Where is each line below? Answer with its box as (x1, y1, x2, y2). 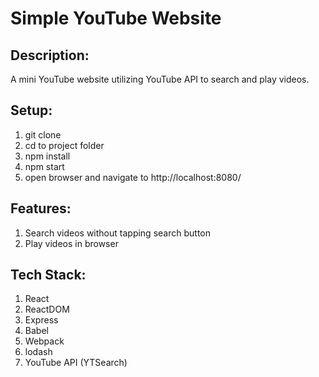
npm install (24, 150, 71, 162)
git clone (24, 128, 62, 141)
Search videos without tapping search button (24, 227, 211, 239)
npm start (24, 160, 65, 172)
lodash (24, 346, 53, 358)
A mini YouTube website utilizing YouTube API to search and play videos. (10, 73, 310, 85)
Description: (10, 47, 90, 64)
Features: (10, 200, 72, 217)
